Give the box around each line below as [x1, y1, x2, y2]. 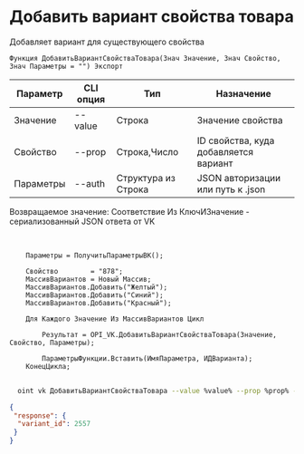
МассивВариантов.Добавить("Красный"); [25, 298, 172, 307]
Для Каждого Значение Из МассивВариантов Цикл [25, 314, 204, 324]
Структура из [116, 171, 176, 184]
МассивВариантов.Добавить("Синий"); [25, 290, 165, 300]
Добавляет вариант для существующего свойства [9, 36, 205, 47]
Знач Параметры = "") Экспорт [9, 62, 124, 71]
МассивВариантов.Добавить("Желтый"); [25, 283, 168, 292]
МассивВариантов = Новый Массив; [25, 275, 152, 284]
